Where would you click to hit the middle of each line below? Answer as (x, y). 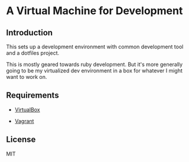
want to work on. (27, 77)
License (21, 140)
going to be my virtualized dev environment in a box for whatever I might (94, 71)
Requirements (32, 95)
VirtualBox (27, 110)
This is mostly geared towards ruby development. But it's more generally (94, 64)
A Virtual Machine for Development (94, 11)
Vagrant (24, 121)
